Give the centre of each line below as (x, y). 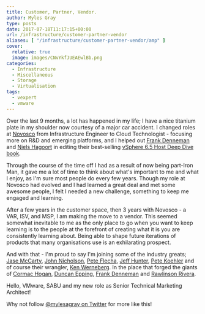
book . (14, 153)
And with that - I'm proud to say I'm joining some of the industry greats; (96, 254)
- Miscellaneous (32, 75)
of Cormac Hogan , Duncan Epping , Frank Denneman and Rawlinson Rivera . (101, 274)
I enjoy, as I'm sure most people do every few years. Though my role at (96, 178)
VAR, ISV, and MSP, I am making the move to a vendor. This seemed (92, 216)
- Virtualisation (34, 86)
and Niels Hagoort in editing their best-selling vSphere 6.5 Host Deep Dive (100, 147)
